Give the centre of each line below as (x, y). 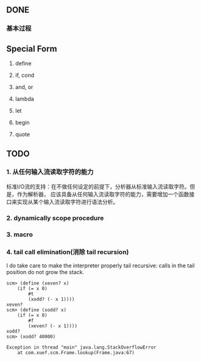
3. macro (20, 234)
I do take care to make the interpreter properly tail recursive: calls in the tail (100, 266)
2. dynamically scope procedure (55, 218)
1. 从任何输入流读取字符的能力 (50, 172)
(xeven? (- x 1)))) (53, 326)
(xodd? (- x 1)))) (51, 299)
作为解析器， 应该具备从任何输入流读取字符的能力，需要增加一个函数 (103, 194)
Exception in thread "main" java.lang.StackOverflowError (81, 347)
